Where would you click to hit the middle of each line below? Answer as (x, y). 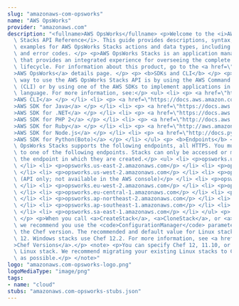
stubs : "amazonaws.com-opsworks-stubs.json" (74, 291)
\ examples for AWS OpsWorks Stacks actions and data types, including (122, 47)
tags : (15, 278)
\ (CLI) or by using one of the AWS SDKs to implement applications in (122, 87)
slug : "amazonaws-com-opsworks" (55, 14)
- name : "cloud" (31, 285)
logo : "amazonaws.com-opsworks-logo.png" (70, 265)
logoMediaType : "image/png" (49, 271)
